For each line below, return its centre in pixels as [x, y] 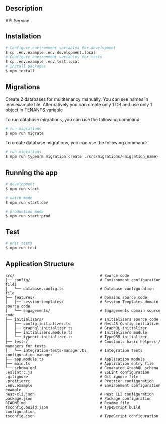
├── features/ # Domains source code [76, 297]
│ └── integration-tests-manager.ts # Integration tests [74, 350]
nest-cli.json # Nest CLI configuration [80, 394]
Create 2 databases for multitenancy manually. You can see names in [77, 99]
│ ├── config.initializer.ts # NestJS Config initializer [83, 324]
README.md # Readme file [67, 403]
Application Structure [40, 264]
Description [24, 8]
